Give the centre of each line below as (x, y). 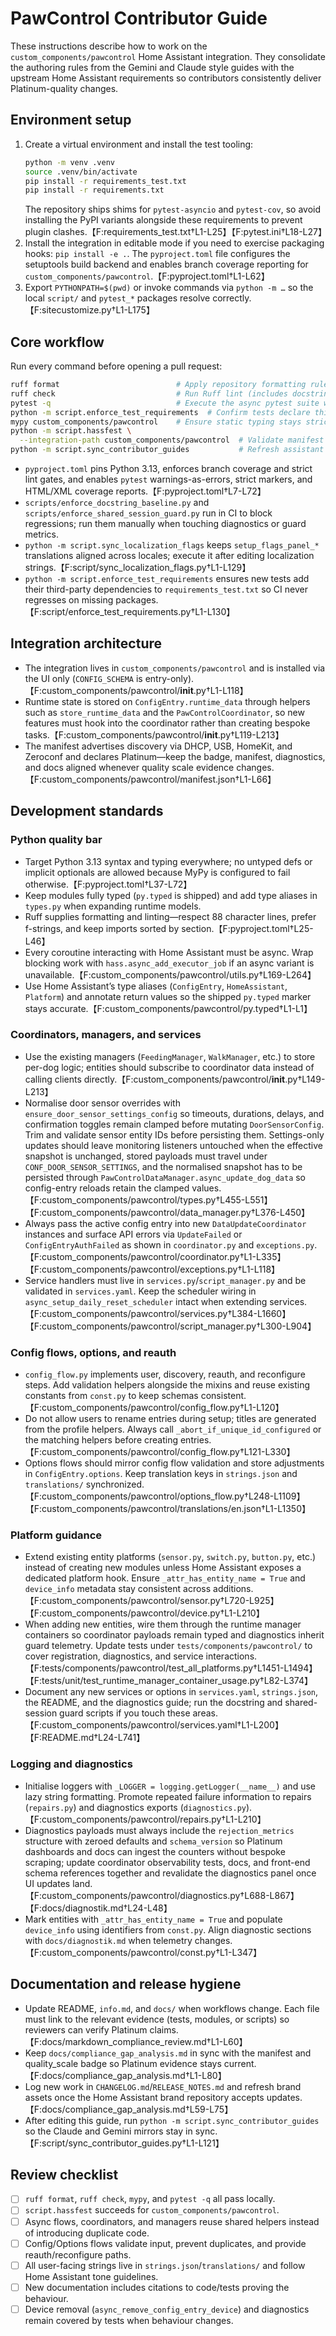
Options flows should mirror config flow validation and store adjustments (174, 1463)
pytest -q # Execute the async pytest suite (165, 403)
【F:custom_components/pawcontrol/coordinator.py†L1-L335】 (155, 1256)
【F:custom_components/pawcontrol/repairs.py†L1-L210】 (145, 1819)
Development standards (87, 811)
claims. (164, 2029)
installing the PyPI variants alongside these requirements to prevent (163, 220)
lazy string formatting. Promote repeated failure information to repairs (168, 1796)
